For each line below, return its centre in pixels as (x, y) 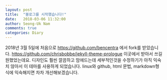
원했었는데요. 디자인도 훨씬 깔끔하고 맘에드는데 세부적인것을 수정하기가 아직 (79, 60)
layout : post (19, 10)
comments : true (21, 28)
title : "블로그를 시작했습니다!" (36, 14)
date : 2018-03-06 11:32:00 (35, 19)
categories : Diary (24, 33)
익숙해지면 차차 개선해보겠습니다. (46, 72)
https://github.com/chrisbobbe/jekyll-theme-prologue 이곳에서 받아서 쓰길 (87, 54)
